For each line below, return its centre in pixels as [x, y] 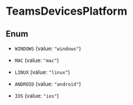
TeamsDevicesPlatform [66, 11]
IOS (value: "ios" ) [37, 96]
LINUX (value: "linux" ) [42, 72]
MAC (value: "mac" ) [37, 60]
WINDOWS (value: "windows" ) [47, 48]
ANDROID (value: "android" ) [47, 84]
